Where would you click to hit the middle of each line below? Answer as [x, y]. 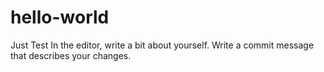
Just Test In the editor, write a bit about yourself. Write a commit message [162, 45]
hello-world [60, 17]
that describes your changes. [71, 55]
